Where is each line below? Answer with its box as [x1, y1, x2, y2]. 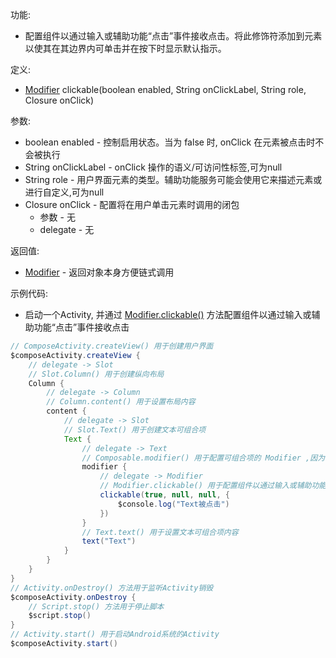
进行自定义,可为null [24, 186, 105, 198]
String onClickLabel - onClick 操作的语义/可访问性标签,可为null [24, 161, 283, 173]
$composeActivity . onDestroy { [10, 592, 137, 602]
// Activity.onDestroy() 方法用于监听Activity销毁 [10, 583, 214, 593]
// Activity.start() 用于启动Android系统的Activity [10, 629, 220, 640]
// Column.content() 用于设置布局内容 [46, 397, 196, 407]
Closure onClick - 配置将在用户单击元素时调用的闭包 [24, 199, 240, 210]
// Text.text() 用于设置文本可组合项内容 [81, 527, 239, 537]
